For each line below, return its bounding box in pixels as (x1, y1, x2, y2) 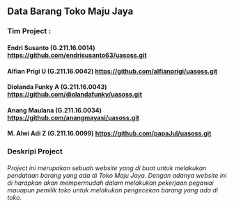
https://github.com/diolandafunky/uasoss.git (7, 90, 143, 99)
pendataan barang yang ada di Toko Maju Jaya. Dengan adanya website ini (7, 171, 227, 179)
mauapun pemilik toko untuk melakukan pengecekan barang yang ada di (7, 185, 218, 194)
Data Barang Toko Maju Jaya (7, 6, 134, 17)
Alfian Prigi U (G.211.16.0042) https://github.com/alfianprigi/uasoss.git (7, 67, 218, 75)
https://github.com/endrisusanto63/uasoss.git (7, 51, 148, 59)
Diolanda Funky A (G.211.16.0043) (7, 83, 107, 91)
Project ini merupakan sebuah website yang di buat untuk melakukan (7, 163, 207, 172)
